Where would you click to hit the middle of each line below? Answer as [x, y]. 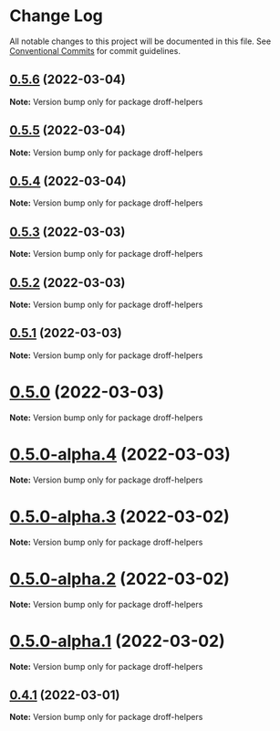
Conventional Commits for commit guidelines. [95, 50]
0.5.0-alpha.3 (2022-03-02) [119, 516]
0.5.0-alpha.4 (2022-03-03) [120, 454]
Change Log [56, 16]
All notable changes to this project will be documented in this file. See [140, 41]
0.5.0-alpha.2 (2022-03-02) [119, 579]
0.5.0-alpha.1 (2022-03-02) [117, 641]
